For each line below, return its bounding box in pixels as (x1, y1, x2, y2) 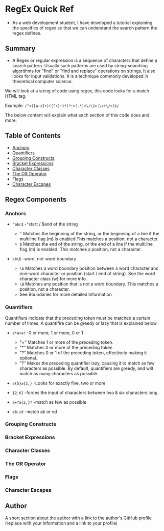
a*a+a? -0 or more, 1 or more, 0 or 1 (12, 330, 83, 335)
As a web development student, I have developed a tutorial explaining (12, 20, 153, 26)
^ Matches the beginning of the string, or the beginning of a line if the (19, 231, 160, 237)
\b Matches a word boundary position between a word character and (19, 265, 159, 271)
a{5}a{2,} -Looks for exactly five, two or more (12, 380, 106, 386)
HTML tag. (5, 93, 27, 99)
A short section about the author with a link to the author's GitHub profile (5, 515, 152, 521)
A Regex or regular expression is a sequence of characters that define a (12, 57, 158, 63)
